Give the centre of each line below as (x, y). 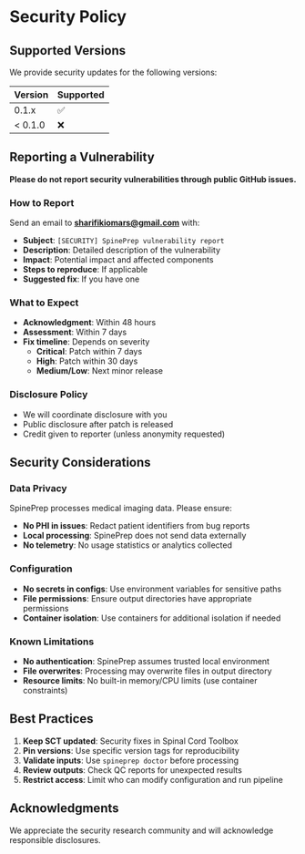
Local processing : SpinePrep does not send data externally (134, 536)
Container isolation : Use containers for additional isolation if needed (152, 618)
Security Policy (68, 17)
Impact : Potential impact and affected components (118, 260)
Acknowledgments (65, 808)
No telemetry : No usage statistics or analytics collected (127, 545)
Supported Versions (67, 51)
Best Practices (51, 719)
